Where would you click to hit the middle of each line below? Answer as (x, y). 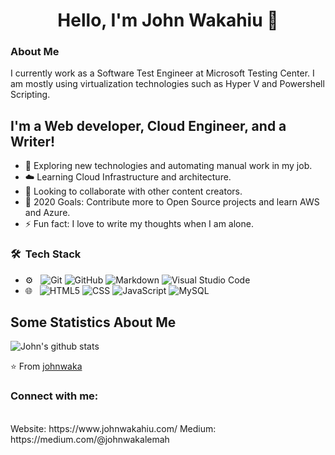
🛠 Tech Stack (46, 254)
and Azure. (47, 213)
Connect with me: (54, 396)
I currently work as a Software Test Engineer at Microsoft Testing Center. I (162, 73)
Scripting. (30, 95)
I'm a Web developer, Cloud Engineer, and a (148, 125)
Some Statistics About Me (93, 322)
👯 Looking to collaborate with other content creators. (133, 191)
